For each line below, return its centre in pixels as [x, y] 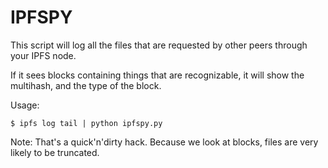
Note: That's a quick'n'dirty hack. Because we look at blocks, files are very [164, 142]
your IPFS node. [43, 55]
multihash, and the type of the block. [86, 85]
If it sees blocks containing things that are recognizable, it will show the [157, 75]
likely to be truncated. [55, 152]
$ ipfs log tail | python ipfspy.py [86, 123]
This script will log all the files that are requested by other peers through [159, 45]
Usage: [25, 105]
